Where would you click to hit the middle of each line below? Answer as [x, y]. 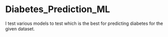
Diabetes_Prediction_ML [58, 9]
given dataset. [20, 28]
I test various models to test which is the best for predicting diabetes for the [84, 23]
